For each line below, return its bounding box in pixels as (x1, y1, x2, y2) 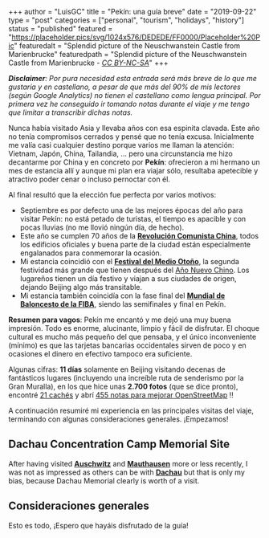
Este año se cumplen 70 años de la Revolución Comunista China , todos (19, 231, 259, 240)
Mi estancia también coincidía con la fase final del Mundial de (19, 291, 226, 300)
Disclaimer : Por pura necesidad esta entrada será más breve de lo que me (8, 74, 257, 83)
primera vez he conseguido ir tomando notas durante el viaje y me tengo (8, 100, 251, 108)
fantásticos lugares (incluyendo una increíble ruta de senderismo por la (8, 373, 244, 382)
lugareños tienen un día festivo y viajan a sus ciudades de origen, (19, 274, 237, 283)
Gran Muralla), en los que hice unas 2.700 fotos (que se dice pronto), (8, 381, 238, 391)
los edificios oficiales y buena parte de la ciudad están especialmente (19, 240, 251, 249)
